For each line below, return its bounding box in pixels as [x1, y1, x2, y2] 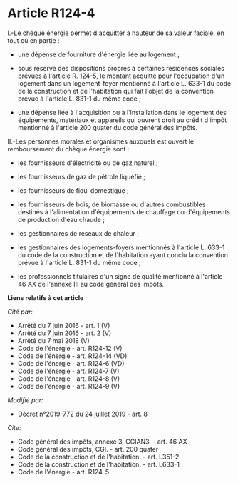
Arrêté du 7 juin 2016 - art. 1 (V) [17, 321, 110, 329]
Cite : [7, 423, 21, 432]
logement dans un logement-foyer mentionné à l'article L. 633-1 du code [17, 79, 232, 87]
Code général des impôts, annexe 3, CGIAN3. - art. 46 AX [17, 437, 187, 446]
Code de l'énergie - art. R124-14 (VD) [17, 352, 128, 360]
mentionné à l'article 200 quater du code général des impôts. [17, 123, 198, 131]
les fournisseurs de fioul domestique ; [17, 186, 130, 194]
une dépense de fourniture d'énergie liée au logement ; [17, 50, 180, 59]
